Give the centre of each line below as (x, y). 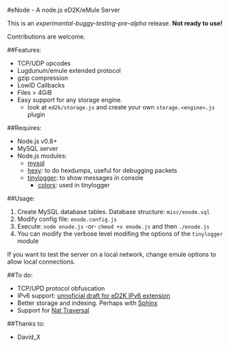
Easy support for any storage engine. (69, 100)
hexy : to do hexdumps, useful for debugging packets (102, 170)
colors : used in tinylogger (74, 185)
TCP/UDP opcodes (44, 63)
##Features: (24, 50)
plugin (36, 114)
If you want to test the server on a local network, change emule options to (112, 254)
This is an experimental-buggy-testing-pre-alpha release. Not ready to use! (115, 23)
